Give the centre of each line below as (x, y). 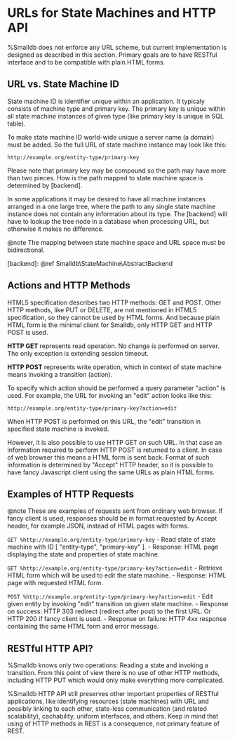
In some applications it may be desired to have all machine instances (106, 199)
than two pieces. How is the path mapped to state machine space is (105, 178)
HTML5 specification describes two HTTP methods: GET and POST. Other (114, 302)
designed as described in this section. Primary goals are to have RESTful (112, 55)
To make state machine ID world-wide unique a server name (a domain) (111, 137)
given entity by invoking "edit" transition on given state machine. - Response (118, 604)
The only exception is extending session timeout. (78, 353)
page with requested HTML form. (55, 583)
